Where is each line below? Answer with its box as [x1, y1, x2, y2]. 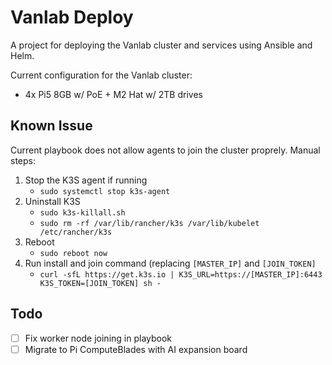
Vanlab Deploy [10, 6, 134, 29]
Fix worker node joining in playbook [24, 332, 173, 344]
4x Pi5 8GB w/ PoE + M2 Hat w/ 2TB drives [24, 88, 203, 100]
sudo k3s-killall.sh [39, 207, 126, 218]
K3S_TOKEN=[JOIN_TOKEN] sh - [39, 278, 162, 288]
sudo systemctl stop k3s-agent [39, 186, 171, 196]
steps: [10, 154, 36, 166]
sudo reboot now [39, 248, 108, 258]
